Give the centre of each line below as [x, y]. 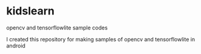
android [16, 46]
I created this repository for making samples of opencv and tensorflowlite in [101, 39]
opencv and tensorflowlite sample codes [57, 28]
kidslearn [30, 11]
